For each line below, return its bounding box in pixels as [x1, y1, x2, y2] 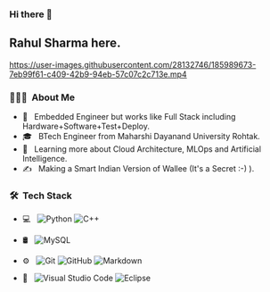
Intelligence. [21, 154, 68, 164]
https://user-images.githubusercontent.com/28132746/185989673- [9, 59, 257, 70]
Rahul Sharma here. [9, 36, 121, 51]
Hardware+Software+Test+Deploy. [21, 121, 150, 132]
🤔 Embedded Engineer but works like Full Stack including [21, 112, 236, 122]
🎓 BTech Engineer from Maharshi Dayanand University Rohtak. [21, 131, 260, 142]
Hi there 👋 [9, 8, 53, 21]
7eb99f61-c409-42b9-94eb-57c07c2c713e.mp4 [9, 69, 187, 79]
